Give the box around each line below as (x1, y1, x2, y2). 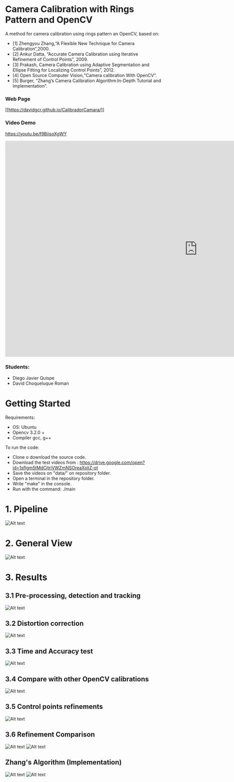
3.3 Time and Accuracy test (5, 647, 93, 655)
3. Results (5, 571, 47, 583)
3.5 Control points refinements (5, 702, 103, 711)
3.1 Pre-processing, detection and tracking (5, 591, 141, 600)
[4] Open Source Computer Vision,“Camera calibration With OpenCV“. (12, 72, 157, 78)
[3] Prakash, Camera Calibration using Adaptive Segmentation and (12, 62, 149, 68)
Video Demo (5, 119, 36, 126)
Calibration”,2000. (12, 46, 50, 52)
